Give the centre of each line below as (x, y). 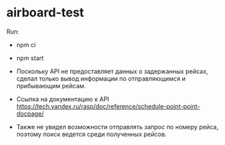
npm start (30, 58)
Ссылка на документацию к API (63, 99)
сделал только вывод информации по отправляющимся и (101, 78)
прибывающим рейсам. (51, 85)
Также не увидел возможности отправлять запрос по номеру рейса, (117, 127)
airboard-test (45, 13)
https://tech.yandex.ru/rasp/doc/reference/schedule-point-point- (108, 106)
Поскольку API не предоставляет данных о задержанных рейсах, (112, 71)
